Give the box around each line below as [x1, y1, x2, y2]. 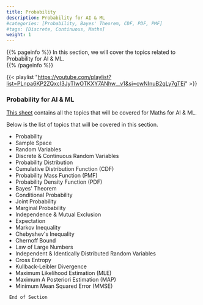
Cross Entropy [15, 257, 52, 264]
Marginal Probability [15, 205, 66, 212]
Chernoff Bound [15, 237, 56, 244]
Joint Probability [15, 198, 57, 205]
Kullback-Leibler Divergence [15, 263, 87, 270]
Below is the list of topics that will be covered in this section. [6, 121, 158, 129]
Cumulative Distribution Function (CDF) [15, 165, 114, 173]
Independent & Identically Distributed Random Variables [15, 250, 156, 257]
